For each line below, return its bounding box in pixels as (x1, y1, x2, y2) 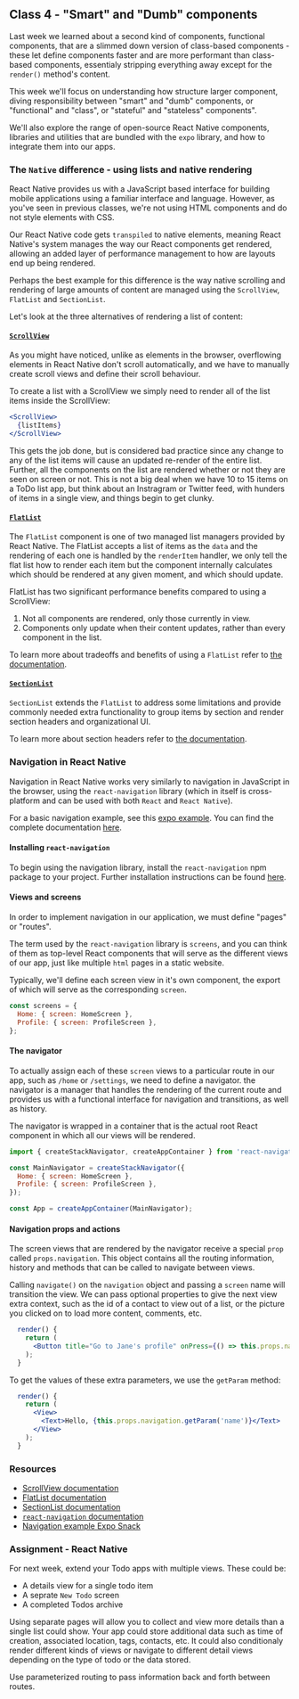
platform (9, 795, 40, 806)
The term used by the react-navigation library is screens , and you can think (9, 939, 287, 949)
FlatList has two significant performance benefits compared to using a (9, 587, 267, 597)
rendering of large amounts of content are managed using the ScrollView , (9, 284, 280, 295)
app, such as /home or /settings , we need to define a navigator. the (9, 1074, 256, 1086)
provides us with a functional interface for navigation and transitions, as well (9, 1094, 289, 1104)
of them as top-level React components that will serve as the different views (9, 948, 288, 959)
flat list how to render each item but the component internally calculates (9, 560, 273, 570)
